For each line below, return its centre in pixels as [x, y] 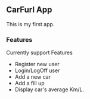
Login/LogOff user [37, 70]
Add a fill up [30, 83]
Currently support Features [39, 52]
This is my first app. [30, 24]
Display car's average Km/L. [49, 89]
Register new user [37, 64]
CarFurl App [29, 10]
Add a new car [33, 77]
